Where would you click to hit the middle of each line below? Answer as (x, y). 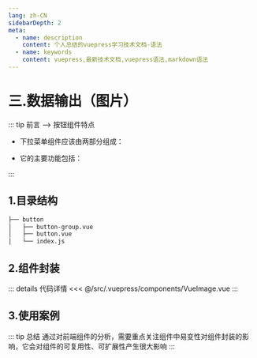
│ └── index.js (37, 242)
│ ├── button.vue (40, 234)
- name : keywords (44, 52)
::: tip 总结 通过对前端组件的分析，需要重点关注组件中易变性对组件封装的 (125, 336)
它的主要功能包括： (51, 158)
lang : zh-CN (28, 15)
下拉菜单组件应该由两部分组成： (71, 141)
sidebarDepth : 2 (35, 23)
